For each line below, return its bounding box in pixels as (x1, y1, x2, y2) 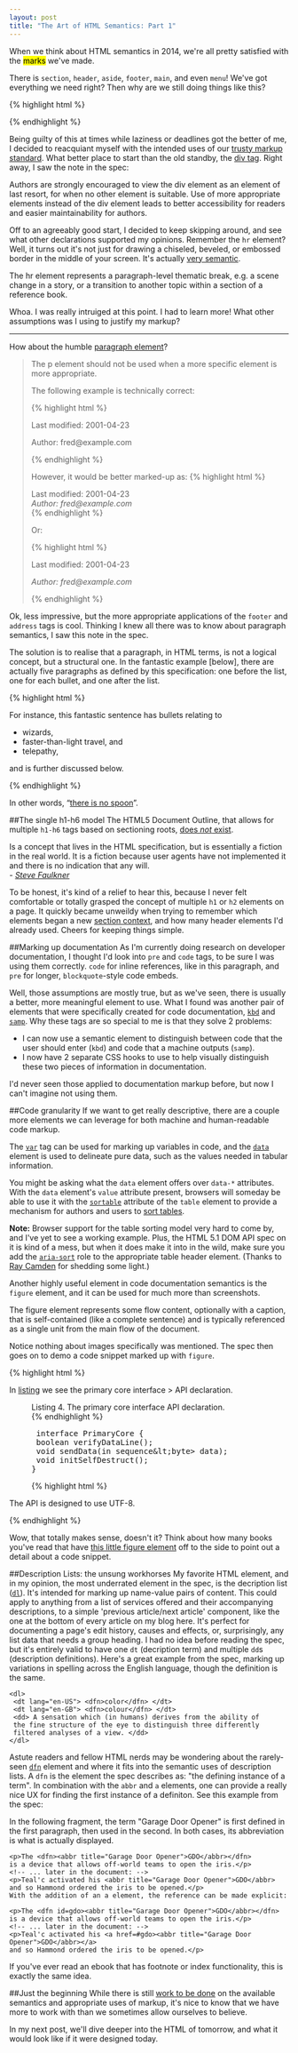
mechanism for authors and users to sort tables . (9, 1205, 184, 1216)
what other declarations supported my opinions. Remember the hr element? (9, 234, 286, 244)
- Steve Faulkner (9, 869, 70, 880)
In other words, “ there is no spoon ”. (9, 797, 139, 808)
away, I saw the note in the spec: (9, 162, 129, 172)
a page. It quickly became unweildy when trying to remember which (9, 906, 258, 916)
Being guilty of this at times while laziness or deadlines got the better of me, (9, 133, 287, 144)
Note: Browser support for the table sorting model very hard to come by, (9, 1223, 275, 1234)
